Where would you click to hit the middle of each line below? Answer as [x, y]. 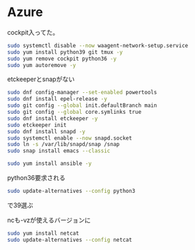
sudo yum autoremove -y [42, 65]
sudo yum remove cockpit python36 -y [62, 59]
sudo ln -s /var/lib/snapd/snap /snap [63, 145]
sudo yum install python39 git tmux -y [65, 52]
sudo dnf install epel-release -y [57, 99]
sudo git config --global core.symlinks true [74, 112]
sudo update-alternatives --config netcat [70, 240]
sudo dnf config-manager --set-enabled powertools [82, 93]
